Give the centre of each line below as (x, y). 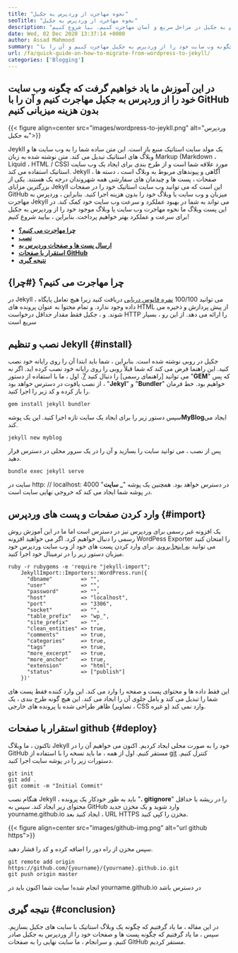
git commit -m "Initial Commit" (55, 785)
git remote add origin (41, 862)
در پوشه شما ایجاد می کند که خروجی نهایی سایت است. (80, 492)
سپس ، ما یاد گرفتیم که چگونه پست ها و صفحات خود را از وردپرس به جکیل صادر (114, 934)
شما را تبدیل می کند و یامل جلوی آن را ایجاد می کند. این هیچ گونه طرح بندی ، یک (113, 698)
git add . (23, 779)
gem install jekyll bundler (49, 404)
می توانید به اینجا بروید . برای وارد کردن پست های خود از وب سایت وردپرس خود (112, 546)
